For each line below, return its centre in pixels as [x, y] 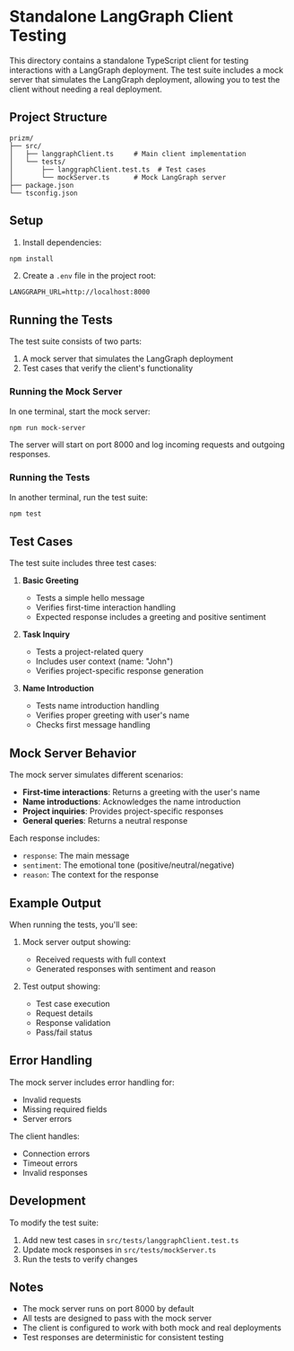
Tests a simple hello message [90, 598]
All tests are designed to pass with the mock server [117, 1319]
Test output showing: [61, 986]
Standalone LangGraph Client [121, 17]
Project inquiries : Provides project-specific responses [123, 811]
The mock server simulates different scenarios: [96, 775]
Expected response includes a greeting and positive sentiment [151, 617]
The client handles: [45, 1136]
